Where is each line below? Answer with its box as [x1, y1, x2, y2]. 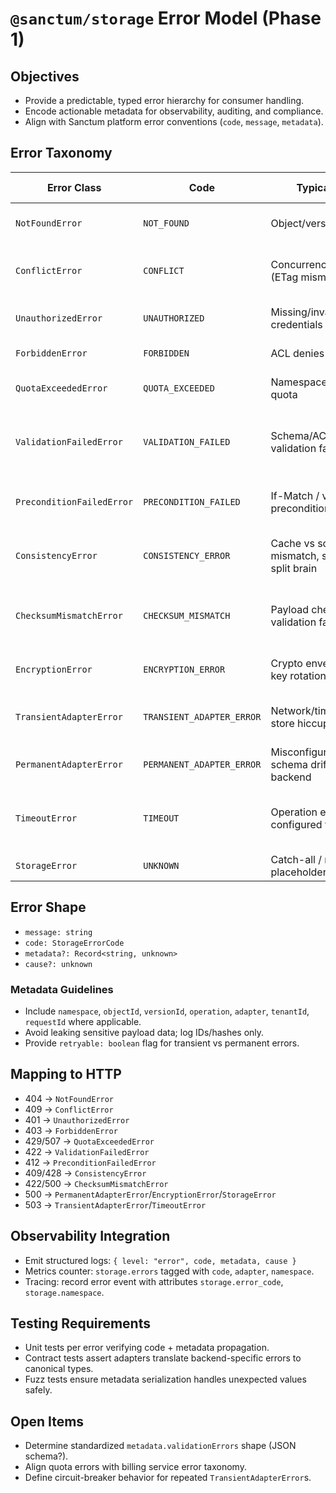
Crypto [270, 656, 303, 670]
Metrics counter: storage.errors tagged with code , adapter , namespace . [24, 1265, 315, 1277]
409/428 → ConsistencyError [24, 1167, 147, 1179]
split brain [270, 561, 318, 575]
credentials [270, 317, 323, 331]
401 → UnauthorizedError [24, 1113, 130, 1126]
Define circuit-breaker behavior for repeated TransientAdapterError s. [24, 1472, 312, 1484]
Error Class [46, 180, 102, 194]
